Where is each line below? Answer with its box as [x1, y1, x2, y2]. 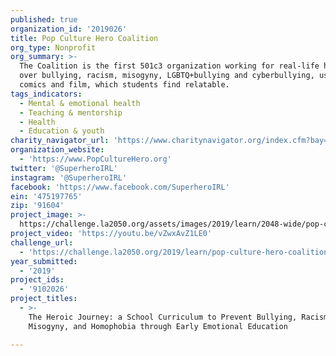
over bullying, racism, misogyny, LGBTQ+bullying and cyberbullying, [19, 71, 315, 81]
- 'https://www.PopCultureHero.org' [19, 154, 172, 164]
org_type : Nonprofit [10, 42, 97, 53]
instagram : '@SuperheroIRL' [10, 172, 128, 183]
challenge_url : [10, 237, 74, 248]
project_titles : [10, 294, 78, 304]
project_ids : [10, 275, 65, 285]
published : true [10, 14, 78, 25]
